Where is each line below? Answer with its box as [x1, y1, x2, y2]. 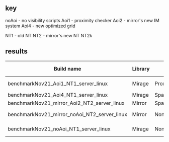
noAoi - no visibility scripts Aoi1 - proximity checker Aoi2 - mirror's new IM [5, 17, 159, 23]
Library [132, 65, 150, 72]
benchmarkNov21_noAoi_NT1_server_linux [8, 125, 111, 132]
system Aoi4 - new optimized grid [5, 23, 75, 29]
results [5, 47, 28, 56]
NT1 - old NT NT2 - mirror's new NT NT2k [5, 32, 93, 38]
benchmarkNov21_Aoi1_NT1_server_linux [8, 80, 108, 87]
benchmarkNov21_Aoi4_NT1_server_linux [8, 91, 108, 98]
